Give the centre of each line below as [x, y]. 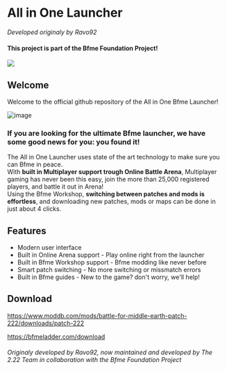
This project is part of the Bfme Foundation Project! [83, 48]
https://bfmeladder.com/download [56, 336]
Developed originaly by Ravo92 [52, 32]
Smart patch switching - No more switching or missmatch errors [109, 270]
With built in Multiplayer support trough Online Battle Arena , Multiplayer [112, 172]
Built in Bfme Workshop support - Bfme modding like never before [112, 262]
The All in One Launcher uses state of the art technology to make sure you [113, 157]
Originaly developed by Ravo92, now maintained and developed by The [110, 352]
